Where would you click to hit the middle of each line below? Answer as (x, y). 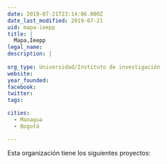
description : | (30, 54)
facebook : (22, 87)
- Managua (28, 120)
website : (20, 73)
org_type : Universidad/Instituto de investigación (84, 67)
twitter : (20, 93)
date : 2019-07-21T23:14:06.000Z (55, 14)
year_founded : (28, 80)
